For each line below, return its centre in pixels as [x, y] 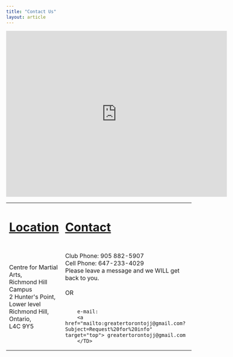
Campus [21, 289]
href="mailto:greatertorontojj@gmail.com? [125, 323]
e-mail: [88, 311]
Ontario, [20, 319]
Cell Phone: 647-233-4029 [104, 263]
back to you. [82, 278]
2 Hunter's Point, [32, 297]
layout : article [26, 17]
